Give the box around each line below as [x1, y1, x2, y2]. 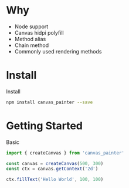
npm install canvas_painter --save [6, 99, 93, 105]
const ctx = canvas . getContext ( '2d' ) [6, 166, 99, 172]
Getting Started [6, 119, 83, 132]
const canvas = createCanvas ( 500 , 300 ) [6, 160, 104, 166]
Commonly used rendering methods [14, 48, 102, 55]
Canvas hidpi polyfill [14, 29, 64, 36]
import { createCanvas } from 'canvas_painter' [6, 150, 125, 156]
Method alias [14, 35, 46, 42]
